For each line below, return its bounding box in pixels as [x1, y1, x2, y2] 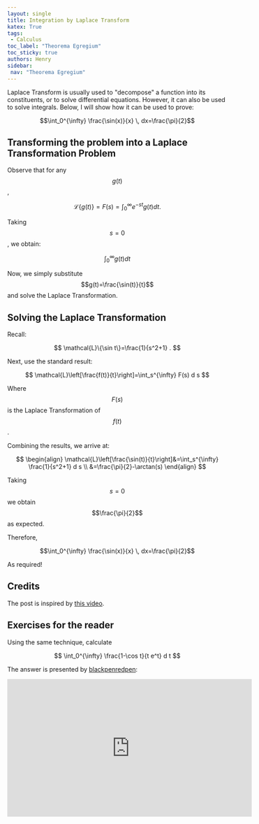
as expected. [7, 520, 45, 528]
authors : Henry [7, 56, 52, 63]
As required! [7, 561, 43, 569]
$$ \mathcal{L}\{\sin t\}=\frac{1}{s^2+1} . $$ [53, 344, 182, 352]
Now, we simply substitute [7, 270, 83, 278]
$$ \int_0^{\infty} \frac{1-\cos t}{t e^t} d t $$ [54, 651, 181, 660]
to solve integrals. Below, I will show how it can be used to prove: [7, 103, 194, 111]
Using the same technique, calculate [7, 637, 112, 646]
